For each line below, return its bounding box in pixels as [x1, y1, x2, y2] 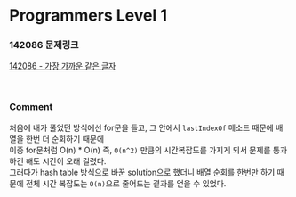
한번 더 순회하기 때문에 [25, 133, 105, 144]
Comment [9, 101, 53, 113]
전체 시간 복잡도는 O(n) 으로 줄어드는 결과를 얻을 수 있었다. [25, 177, 227, 188]
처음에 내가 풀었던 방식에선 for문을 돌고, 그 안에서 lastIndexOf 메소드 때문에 [9, 122, 274, 133]
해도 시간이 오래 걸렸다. [25, 155, 107, 166]
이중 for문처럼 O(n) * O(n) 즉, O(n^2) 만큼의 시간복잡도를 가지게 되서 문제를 [9, 144, 271, 155]
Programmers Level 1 [9, 5, 167, 26]
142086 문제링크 [9, 39, 79, 52]
